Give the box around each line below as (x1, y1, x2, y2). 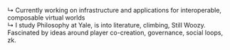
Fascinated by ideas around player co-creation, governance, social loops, (7, 28, 223, 37)
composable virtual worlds (7, 13, 85, 22)
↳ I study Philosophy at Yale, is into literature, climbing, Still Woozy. (7, 21, 206, 29)
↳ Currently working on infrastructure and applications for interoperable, (7, 6, 222, 14)
